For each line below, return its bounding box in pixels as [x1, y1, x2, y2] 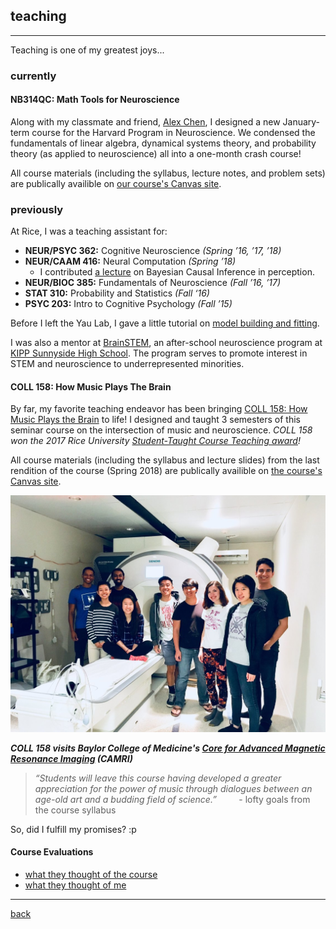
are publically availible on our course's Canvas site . [10, 177, 222, 189]
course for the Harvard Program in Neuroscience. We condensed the [31, 126, 316, 138]
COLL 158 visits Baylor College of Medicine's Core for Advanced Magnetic [10, 742, 326, 754]
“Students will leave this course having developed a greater [34, 772, 282, 784]
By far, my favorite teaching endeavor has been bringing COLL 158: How [10, 403, 308, 415]
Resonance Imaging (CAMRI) [10, 752, 133, 764]
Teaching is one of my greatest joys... [10, 44, 165, 56]
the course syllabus [34, 804, 117, 816]
